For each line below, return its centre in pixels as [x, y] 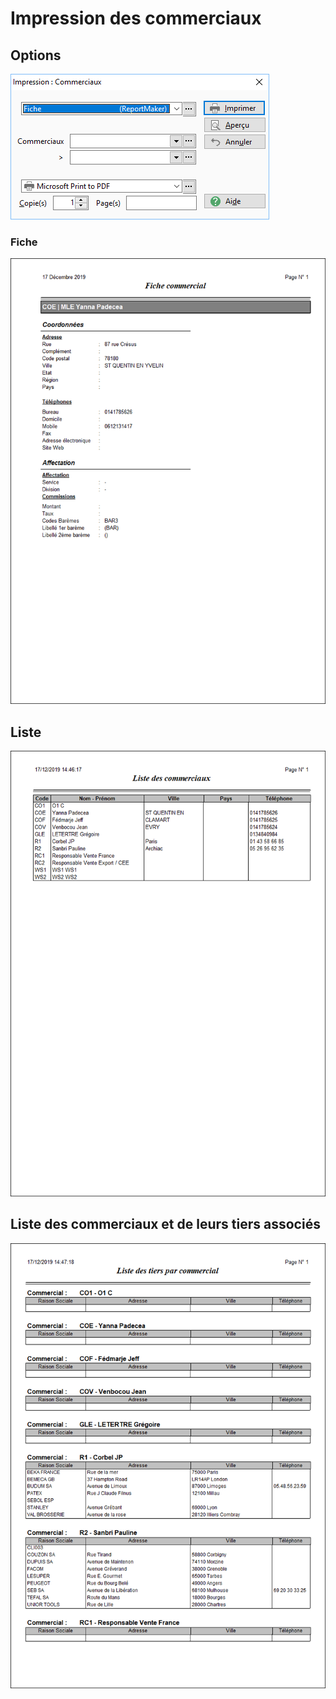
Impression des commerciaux [136, 18]
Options [36, 55]
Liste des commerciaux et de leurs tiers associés [165, 1224]
